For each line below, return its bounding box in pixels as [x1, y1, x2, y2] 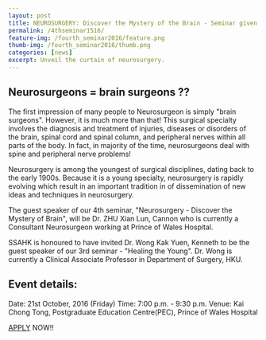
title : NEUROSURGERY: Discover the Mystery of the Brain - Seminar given [8, 19, 258, 27]
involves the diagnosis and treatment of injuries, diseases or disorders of [8, 123, 247, 133]
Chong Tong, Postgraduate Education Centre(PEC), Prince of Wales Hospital [8, 307, 258, 317]
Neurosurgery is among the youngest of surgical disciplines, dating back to [8, 164, 254, 174]
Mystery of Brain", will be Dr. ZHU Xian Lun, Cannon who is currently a [8, 213, 239, 223]
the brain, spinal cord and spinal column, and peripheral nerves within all [8, 132, 246, 142]
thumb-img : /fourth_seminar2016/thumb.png [8, 41, 151, 49]
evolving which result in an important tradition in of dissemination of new [8, 181, 246, 191]
